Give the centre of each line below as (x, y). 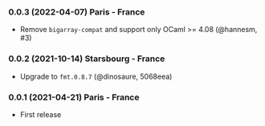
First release (41, 114)
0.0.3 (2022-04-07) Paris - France (77, 12)
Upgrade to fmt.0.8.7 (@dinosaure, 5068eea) (96, 76)
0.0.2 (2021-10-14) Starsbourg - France (87, 59)
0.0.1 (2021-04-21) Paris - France (74, 97)
